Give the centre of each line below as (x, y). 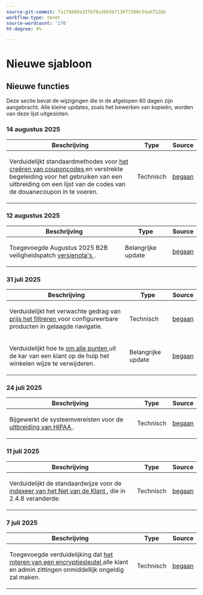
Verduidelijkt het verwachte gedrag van (65, 311)
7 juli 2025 (22, 522)
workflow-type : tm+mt (34, 18)
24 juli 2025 (24, 388)
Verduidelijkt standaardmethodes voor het (69, 161)
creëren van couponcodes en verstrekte (66, 169)
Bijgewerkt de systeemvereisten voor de (66, 419)
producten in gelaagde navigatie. (56, 326)
